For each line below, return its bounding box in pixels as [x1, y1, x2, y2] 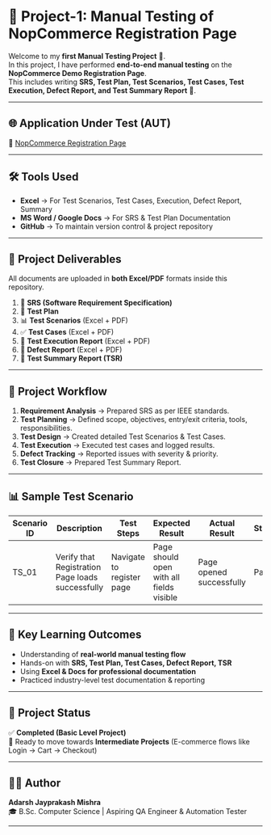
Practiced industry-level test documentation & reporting [19, 675, 206, 685]
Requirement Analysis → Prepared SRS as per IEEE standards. [19, 406, 230, 415]
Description [56, 523, 102, 533]
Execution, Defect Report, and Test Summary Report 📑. [8, 85, 196, 95]
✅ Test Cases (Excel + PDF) [19, 327, 115, 337]
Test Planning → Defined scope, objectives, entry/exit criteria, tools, [19, 415, 248, 424]
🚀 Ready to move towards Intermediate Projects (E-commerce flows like [8, 736, 250, 746]
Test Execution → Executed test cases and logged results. [19, 441, 215, 450]
